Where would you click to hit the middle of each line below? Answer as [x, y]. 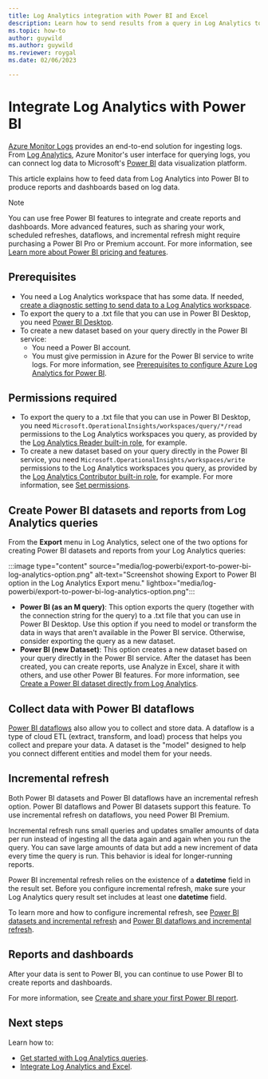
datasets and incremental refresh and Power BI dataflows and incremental [130, 921]
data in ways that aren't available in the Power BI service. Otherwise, [132, 633]
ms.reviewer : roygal [43, 53]
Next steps [36, 1023]
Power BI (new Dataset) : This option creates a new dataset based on [133, 649]
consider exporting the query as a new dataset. [97, 641]
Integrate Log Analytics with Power [127, 107]
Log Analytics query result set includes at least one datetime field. [118, 897]
